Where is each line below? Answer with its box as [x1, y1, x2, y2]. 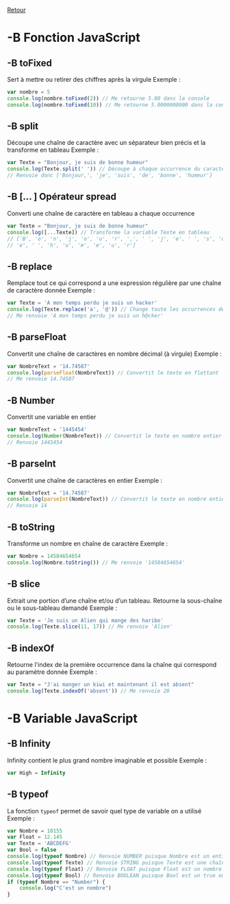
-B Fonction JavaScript [7, 30, 140, 45]
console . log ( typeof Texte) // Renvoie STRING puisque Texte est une [7, 859, 207, 866]
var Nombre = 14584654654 [7, 552, 81, 559]
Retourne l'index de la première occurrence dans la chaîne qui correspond [7, 661, 217, 669]
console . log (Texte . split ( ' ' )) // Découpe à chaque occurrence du [7, 166, 201, 172]
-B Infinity [7, 738, 51, 749]
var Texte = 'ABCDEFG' [7, 840, 72, 847]
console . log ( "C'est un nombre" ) [19, 885, 112, 892]
